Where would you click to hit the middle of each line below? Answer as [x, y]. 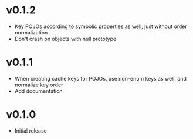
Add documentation [38, 91]
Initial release [31, 131]
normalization [31, 32]
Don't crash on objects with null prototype [65, 39]
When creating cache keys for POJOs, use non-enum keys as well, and [100, 78]
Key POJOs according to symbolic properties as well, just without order [101, 26]
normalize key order [39, 85]
